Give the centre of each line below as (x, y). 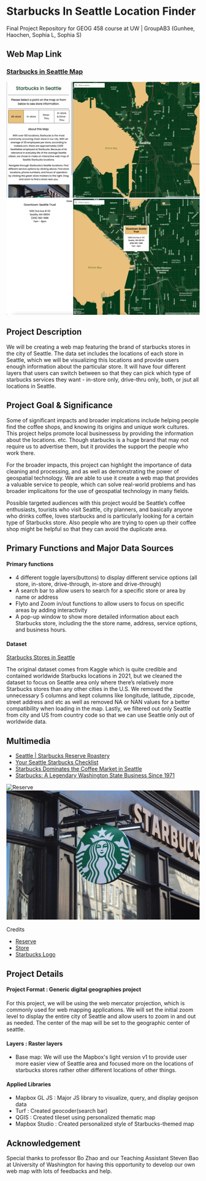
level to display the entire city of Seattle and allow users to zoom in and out (101, 1016)
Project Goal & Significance (59, 405)
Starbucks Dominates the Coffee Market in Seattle (78, 769)
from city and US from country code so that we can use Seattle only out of (101, 715)
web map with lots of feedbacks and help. (59, 1171)
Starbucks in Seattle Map (45, 72)
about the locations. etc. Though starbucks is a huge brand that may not (97, 440)
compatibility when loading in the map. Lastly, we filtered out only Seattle (99, 709)
